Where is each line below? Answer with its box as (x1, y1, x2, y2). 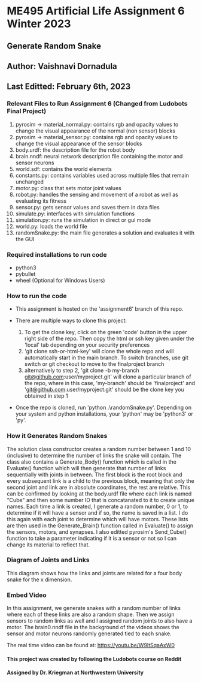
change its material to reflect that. (7, 541, 90, 548)
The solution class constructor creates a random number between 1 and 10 (7, 445, 191, 452)
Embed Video (7, 591, 47, 599)
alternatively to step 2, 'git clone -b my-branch (24, 367, 139, 374)
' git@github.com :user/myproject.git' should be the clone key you (24, 386, 184, 393)
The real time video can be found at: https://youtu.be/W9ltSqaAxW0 (7, 642, 175, 649)
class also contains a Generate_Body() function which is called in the (7, 458, 177, 465)
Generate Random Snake (7, 41, 101, 51)
